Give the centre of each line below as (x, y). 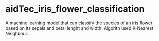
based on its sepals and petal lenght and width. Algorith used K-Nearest (79, 28)
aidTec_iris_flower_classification (75, 9)
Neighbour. (17, 33)
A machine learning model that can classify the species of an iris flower (79, 23)
